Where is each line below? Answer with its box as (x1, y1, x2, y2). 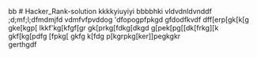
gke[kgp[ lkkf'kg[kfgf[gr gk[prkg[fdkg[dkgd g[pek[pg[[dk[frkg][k (8, 23, 219, 32)
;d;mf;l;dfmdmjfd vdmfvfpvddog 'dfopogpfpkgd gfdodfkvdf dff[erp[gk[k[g (8, 15, 249, 24)
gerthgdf (8, 40, 37, 49)
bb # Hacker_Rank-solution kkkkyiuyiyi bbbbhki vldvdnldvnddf (8, 7, 212, 16)
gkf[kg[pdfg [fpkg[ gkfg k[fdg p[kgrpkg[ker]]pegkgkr (8, 31, 181, 41)
